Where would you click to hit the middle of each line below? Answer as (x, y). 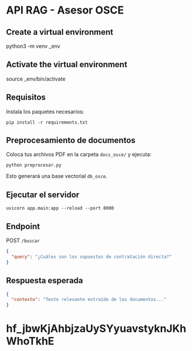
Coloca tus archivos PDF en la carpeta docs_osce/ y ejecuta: (79, 154)
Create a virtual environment (60, 32)
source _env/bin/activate (36, 79)
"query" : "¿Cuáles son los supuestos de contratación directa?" (92, 257)
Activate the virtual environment (67, 64)
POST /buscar (23, 241)
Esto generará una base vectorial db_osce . (57, 176)
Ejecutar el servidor (43, 195)
